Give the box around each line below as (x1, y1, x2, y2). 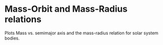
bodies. (4, 35, 20, 41)
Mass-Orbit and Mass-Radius (4, 3, 128, 15)
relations (4, 14, 42, 25)
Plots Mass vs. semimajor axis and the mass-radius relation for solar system (4, 30, 159, 36)
